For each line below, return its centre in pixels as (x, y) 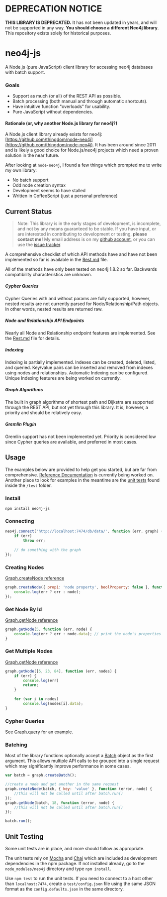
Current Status (29, 211)
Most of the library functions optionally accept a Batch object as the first (79, 756)
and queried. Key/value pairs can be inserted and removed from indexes (79, 368)
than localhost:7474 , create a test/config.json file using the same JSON (80, 884)
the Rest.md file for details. (33, 338)
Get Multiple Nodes (29, 651)
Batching (16, 745)
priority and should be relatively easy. (44, 413)
